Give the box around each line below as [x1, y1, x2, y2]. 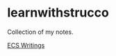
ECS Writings [7, 41, 45, 49]
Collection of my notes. [7, 28, 74, 36]
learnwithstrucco [7, 5, 109, 21]
